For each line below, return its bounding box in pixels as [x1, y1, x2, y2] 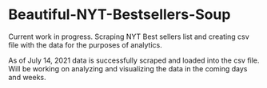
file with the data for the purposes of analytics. [8, 40, 162, 49]
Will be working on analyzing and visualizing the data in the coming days [8, 63, 248, 73]
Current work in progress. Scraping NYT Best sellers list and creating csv [8, 32, 249, 41]
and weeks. [8, 72, 46, 82]
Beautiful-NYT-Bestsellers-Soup [8, 6, 231, 24]
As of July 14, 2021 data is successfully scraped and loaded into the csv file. [8, 55, 260, 65]
